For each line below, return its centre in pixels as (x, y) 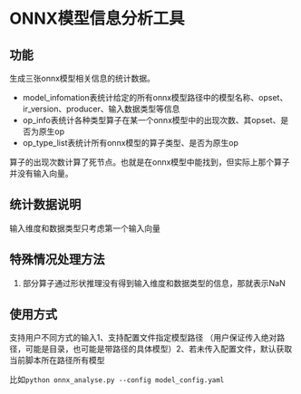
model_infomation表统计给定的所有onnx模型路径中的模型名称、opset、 (155, 97)
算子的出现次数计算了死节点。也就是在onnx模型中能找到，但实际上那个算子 (150, 162)
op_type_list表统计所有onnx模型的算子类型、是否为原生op (130, 143)
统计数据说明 (45, 205)
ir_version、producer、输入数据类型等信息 (101, 109)
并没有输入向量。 (41, 173)
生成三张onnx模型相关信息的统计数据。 (83, 78)
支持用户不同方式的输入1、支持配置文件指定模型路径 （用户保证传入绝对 (143, 338)
